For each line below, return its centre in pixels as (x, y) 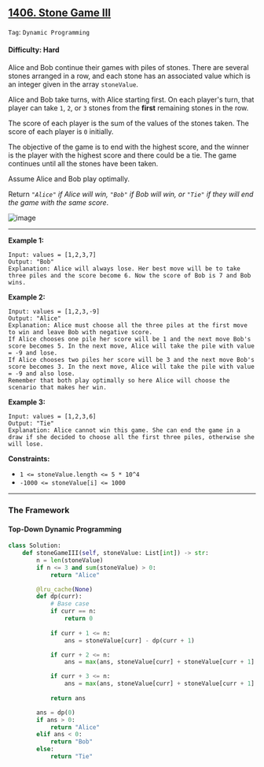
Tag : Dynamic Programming (49, 32)
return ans (68, 698)
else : (46, 749)
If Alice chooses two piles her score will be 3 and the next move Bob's (132, 360)
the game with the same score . (59, 203)
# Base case (70, 604)
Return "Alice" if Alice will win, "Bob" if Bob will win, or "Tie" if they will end (131, 194)
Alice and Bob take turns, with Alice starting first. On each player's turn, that (131, 100)
